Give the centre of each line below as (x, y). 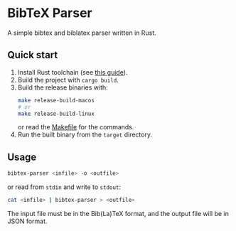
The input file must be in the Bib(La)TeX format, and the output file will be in (118, 213)
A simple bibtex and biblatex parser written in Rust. (82, 33)
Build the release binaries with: (63, 87)
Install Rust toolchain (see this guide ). (73, 72)
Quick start (33, 55)
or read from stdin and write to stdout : (64, 187)
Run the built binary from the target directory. (85, 135)
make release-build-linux (56, 114)
